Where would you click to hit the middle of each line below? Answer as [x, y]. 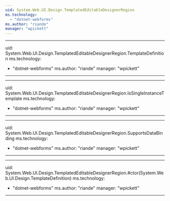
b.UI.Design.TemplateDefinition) [38, 178]
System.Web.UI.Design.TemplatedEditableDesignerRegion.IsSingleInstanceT [85, 93]
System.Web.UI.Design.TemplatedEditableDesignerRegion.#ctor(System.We [84, 173]
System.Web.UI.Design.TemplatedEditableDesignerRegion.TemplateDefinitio [85, 53]
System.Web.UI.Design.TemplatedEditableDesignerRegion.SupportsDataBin [84, 133]
